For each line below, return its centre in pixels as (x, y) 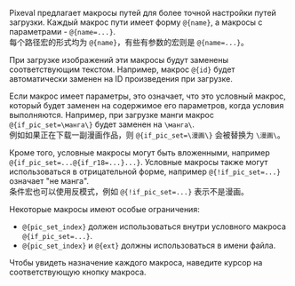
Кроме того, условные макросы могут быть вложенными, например (140, 153)
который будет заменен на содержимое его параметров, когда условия (147, 105)
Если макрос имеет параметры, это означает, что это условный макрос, (147, 96)
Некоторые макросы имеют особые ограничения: (104, 209)
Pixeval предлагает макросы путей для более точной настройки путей (143, 13)
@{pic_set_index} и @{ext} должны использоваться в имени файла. (149, 245)
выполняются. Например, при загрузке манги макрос (112, 115)
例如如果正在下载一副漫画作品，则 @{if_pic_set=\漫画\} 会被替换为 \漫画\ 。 (147, 135)
